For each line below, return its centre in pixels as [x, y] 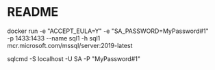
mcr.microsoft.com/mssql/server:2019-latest [70, 45]
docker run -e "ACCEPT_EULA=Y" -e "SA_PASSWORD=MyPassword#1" [108, 31]
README [33, 12]
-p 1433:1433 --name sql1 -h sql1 [54, 38]
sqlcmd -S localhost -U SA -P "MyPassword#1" [74, 58]
